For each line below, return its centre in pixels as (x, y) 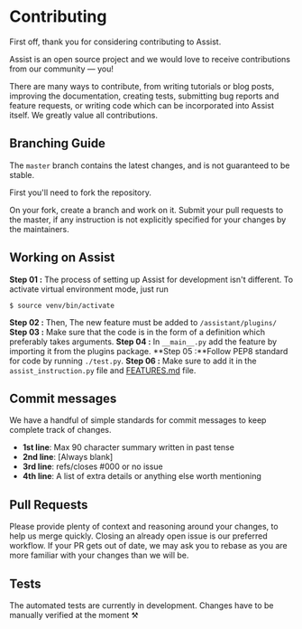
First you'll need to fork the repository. (80, 192)
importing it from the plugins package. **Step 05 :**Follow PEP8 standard (149, 351)
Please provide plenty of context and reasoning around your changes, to (144, 527)
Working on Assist (62, 258)
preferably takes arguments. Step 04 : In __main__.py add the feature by (143, 342)
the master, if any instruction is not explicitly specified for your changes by (148, 220)
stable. (22, 174)
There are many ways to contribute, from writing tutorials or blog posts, (142, 86)
